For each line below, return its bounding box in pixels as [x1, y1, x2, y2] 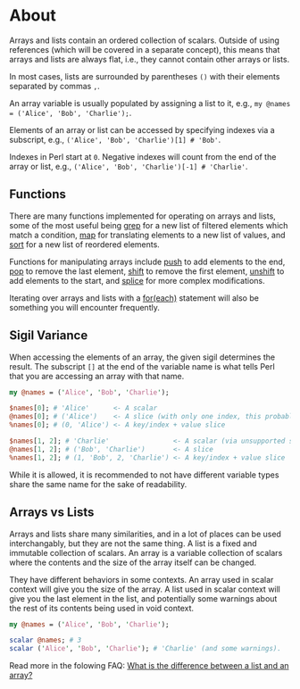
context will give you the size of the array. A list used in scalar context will [9, 584, 281, 594]
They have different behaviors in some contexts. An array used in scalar [9, 574, 274, 585]
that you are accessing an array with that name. [9, 370, 185, 381]
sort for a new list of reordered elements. [9, 238, 161, 250]
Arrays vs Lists [9, 505, 95, 520]
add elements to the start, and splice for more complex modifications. [9, 275, 265, 286]
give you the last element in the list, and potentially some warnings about [9, 593, 278, 603]
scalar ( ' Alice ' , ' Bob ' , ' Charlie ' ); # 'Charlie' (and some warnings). [9, 644, 281, 653]
